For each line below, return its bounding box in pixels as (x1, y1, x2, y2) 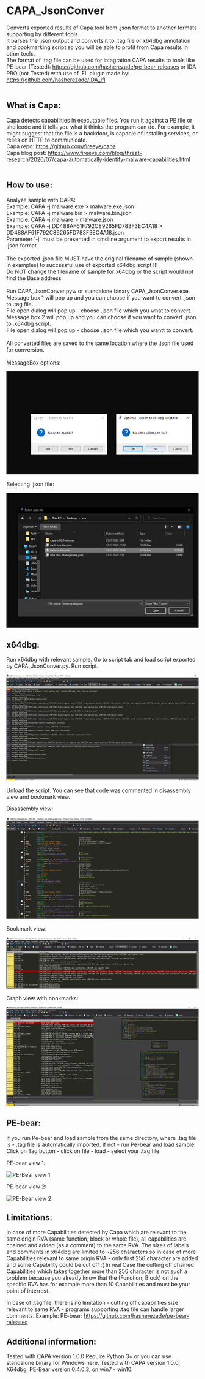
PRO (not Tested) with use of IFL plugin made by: (6, 69, 130, 77)
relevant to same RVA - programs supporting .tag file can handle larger (6, 1305, 184, 1313)
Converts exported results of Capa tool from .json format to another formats (6, 24, 197, 31)
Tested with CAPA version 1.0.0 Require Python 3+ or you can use (6, 1353, 172, 1360)
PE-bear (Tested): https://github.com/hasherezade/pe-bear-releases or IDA (6, 62, 196, 70)
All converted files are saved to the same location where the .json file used (6, 339, 194, 347)
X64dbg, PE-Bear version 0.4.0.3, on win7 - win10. (6, 1366, 133, 1373)
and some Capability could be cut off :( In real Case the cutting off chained (6, 1261, 194, 1269)
